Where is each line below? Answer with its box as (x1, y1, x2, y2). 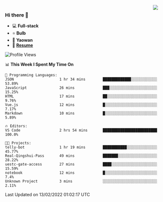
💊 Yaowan (12, 37, 33, 43)
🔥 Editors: (5, 124, 28, 129)
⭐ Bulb (12, 30, 26, 36)
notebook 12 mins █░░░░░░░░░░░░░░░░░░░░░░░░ (5, 170, 158, 175)
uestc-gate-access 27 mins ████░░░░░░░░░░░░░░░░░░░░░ (5, 162, 158, 167)
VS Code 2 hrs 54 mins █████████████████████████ (5, 128, 158, 133)
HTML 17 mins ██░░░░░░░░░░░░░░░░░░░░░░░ (5, 94, 158, 99)
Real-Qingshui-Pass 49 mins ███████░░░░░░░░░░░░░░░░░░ (5, 153, 158, 158)
